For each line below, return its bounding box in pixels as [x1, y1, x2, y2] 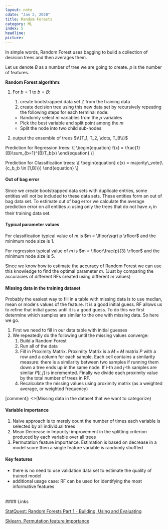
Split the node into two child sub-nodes [20, 125, 102, 131]
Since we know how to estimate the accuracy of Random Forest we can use [5, 263, 162, 269]
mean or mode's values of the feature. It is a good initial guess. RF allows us [5, 301, 162, 307]
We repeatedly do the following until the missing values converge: [12, 332, 149, 338]
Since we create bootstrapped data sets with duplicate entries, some [5, 188, 147, 194]
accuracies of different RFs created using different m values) [5, 274, 131, 280]
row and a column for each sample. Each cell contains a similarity [20, 354, 155, 360]
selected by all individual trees [12, 423, 75, 429]
